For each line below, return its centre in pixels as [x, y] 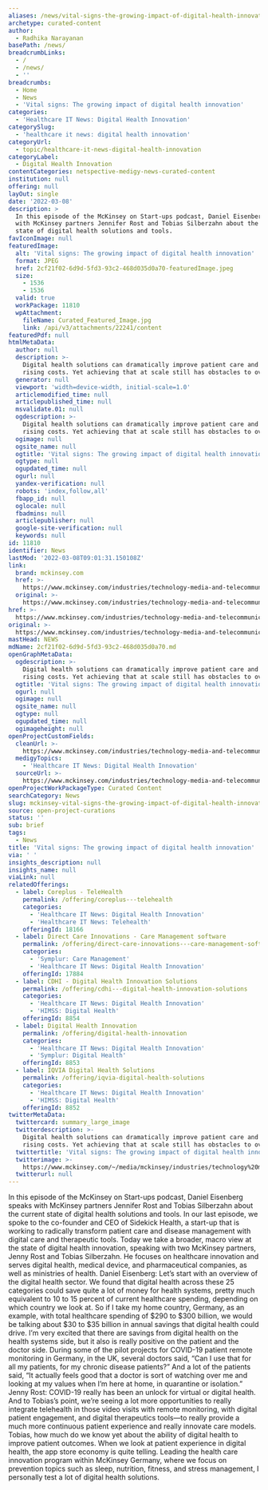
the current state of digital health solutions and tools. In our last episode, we [133, 1214]
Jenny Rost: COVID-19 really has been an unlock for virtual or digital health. [132, 1393]
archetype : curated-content [55, 23]
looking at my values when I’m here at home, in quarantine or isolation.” [126, 1384]
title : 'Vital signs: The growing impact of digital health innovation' [132, 848]
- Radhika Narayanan [49, 38]
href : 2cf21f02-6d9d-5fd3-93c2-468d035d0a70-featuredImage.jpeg [124, 268]
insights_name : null [43, 870]
